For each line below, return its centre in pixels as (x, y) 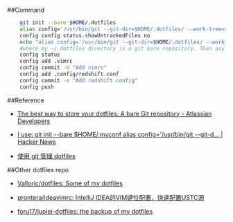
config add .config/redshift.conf (69, 74)
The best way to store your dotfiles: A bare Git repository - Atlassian (114, 113)
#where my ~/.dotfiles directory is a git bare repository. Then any (122, 48)
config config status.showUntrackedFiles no (85, 35)
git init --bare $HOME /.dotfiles (68, 23)
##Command (26, 10)
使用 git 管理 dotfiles (46, 156)
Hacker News (37, 142)
